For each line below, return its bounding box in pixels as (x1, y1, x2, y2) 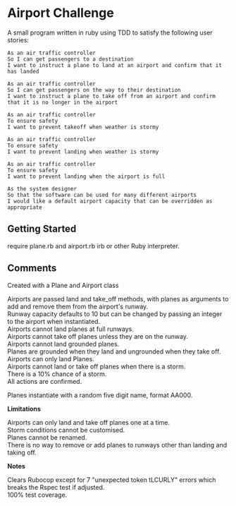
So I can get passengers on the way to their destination (7, 86, 181, 93)
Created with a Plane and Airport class (7, 281, 119, 289)
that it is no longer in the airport (7, 99, 118, 106)
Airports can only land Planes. (7, 354, 95, 363)
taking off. (7, 448, 37, 457)
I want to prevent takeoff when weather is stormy (7, 124, 159, 131)
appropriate (7, 203, 42, 211)
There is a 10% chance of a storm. (7, 369, 107, 378)
